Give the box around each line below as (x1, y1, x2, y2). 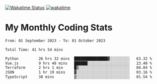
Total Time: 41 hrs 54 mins (5, 47, 64, 52)
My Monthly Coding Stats (5, 22, 113, 33)
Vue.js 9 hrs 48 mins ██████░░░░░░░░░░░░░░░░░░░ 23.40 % (5, 61, 153, 66)
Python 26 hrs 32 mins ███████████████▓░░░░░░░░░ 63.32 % (5, 56, 153, 61)
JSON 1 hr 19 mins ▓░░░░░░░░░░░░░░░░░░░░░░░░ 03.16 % (5, 70, 153, 75)
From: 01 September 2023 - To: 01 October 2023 (5, 38, 106, 43)
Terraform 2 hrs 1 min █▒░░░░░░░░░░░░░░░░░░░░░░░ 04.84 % (5, 65, 153, 70)
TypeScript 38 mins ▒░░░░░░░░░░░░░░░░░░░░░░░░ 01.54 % (5, 75, 153, 80)
